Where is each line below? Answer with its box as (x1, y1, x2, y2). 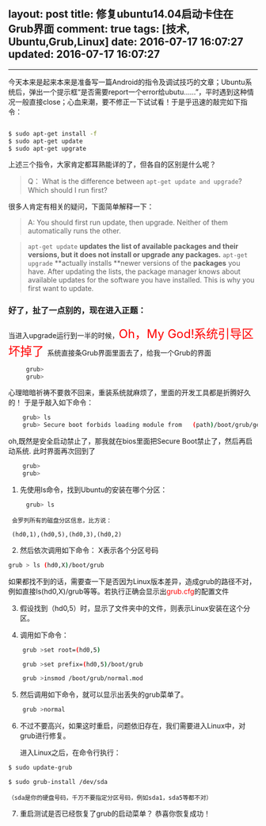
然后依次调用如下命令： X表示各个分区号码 (19, 545, 159, 555)
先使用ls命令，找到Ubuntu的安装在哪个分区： (19, 485, 168, 494)
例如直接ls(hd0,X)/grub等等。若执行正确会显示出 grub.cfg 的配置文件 (8, 586, 230, 596)
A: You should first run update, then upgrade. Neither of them (27, 217, 228, 228)
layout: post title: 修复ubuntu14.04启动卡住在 (8, 7, 234, 21)
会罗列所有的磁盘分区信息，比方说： (11, 517, 112, 524)
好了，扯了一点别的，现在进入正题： (8, 305, 146, 316)
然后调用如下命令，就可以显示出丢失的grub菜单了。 (19, 690, 188, 700)
